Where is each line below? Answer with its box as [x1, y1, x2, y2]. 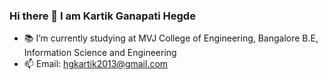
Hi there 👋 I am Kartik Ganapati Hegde [9, 9, 196, 23]
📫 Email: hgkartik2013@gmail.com [23, 58, 169, 70]
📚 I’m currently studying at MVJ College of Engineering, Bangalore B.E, [23, 32, 319, 44]
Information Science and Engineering [23, 47, 177, 59]
